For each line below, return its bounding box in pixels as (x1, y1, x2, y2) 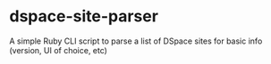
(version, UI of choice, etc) (9, 44, 107, 55)
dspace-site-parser (9, 6, 159, 27)
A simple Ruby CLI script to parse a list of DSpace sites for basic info (9, 36, 263, 46)
